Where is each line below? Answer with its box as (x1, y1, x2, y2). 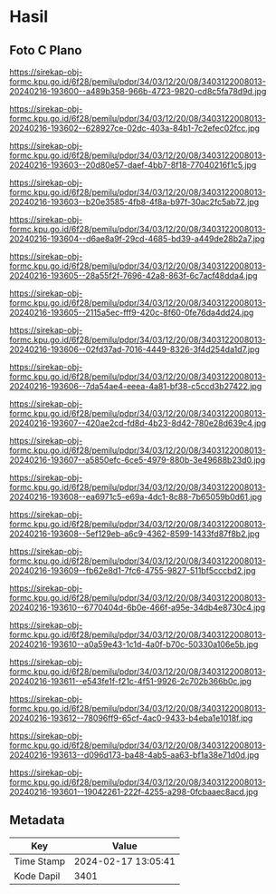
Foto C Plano (9, 43, 82, 58)
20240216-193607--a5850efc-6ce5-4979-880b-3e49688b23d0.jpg (9, 455, 266, 465)
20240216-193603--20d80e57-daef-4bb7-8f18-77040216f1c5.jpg (9, 160, 257, 170)
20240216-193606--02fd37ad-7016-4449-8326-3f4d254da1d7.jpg (9, 344, 260, 355)
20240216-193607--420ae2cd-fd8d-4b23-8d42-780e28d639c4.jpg (9, 418, 267, 428)
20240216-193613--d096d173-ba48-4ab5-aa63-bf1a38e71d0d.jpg (9, 750, 260, 760)
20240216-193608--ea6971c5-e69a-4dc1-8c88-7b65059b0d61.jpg (9, 492, 262, 502)
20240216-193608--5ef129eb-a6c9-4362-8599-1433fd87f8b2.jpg (9, 528, 261, 539)
